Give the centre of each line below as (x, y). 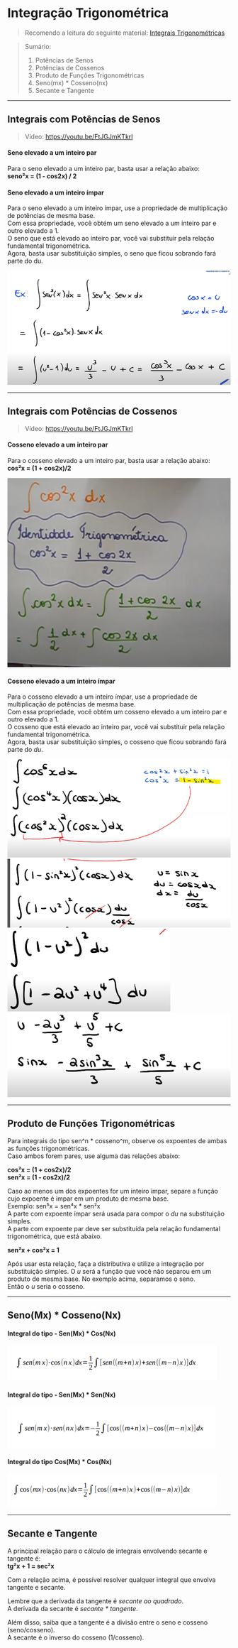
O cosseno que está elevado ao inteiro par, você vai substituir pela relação (116, 727)
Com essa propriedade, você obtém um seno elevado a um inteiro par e (112, 223)
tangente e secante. (36, 1587)
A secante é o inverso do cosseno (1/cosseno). (76, 1637)
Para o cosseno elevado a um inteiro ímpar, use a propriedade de (102, 697)
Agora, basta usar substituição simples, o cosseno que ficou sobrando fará (117, 742)
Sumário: (38, 46)
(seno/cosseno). (31, 1630)
